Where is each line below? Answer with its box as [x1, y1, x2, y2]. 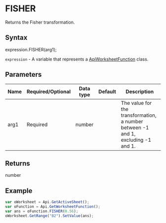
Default [98, 88, 116, 95]
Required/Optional [26, 88, 71, 95]
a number [121, 118, 143, 125]
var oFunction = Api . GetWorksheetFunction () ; [5, 204, 100, 209]
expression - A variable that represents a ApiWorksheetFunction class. [5, 56, 149, 62]
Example [5, 187, 33, 195]
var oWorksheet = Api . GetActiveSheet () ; [5, 200, 90, 205]
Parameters [5, 70, 42, 79]
